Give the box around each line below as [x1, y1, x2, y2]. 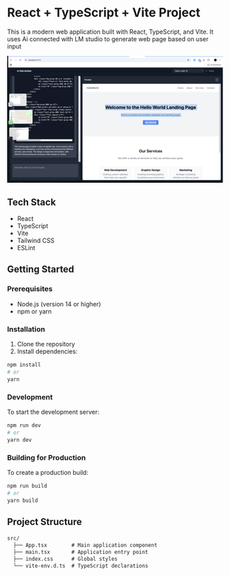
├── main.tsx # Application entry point [13, 549, 149, 556]
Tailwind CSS [16, 236, 55, 245]
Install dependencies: [16, 347, 78, 355]
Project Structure [7, 516, 82, 527]
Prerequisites [7, 284, 53, 293]
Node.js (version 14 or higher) [16, 300, 101, 308]
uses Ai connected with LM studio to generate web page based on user [7, 34, 209, 43]
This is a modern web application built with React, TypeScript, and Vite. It [7, 27, 214, 36]
